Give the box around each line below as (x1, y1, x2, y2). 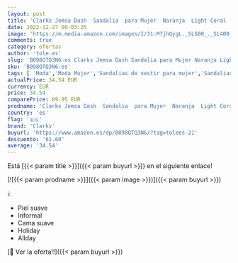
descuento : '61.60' (7, 135, 65, 142)
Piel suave (17, 203, 48, 213)
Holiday (17, 226, 40, 235)
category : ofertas (7, 43, 62, 50)
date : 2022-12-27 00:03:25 (7, 23, 87, 30)
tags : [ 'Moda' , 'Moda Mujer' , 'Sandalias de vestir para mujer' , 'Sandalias (7, 69, 233, 77)
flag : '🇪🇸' (7, 116, 42, 123)
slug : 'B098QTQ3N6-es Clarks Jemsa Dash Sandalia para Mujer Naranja (7, 57, 217, 64)
